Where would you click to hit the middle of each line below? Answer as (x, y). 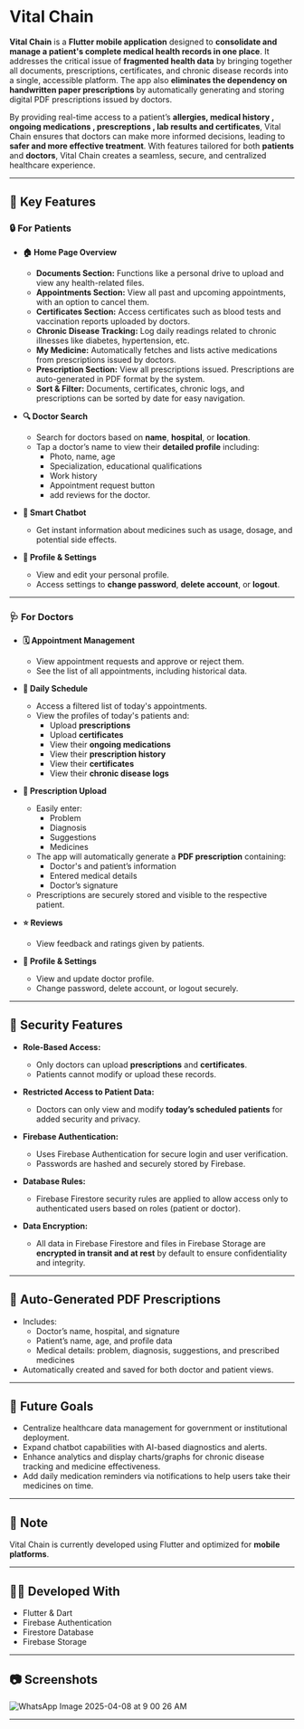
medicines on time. (58, 1485)
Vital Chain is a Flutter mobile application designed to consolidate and (143, 42)
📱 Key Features (53, 202)
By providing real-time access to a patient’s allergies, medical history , (142, 117)
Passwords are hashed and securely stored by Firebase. (141, 1163)
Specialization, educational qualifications (126, 466)
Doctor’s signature (84, 885)
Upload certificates (86, 734)
